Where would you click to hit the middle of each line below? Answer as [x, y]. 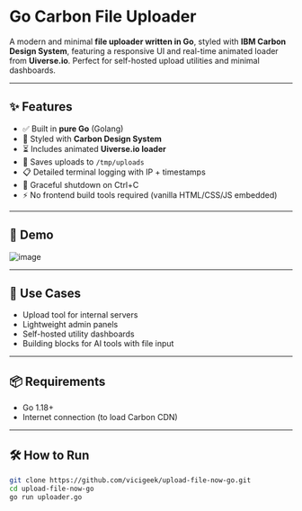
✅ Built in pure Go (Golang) [73, 129]
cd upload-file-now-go [52, 489]
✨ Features [41, 107]
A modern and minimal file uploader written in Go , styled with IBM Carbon [148, 41]
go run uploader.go [46, 497]
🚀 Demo [31, 235]
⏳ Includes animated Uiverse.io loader [94, 148]
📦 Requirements [58, 381]
